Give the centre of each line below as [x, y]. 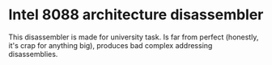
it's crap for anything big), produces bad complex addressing [110, 45]
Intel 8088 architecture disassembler [136, 15]
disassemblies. [33, 54]
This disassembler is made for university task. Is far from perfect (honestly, [134, 37]
